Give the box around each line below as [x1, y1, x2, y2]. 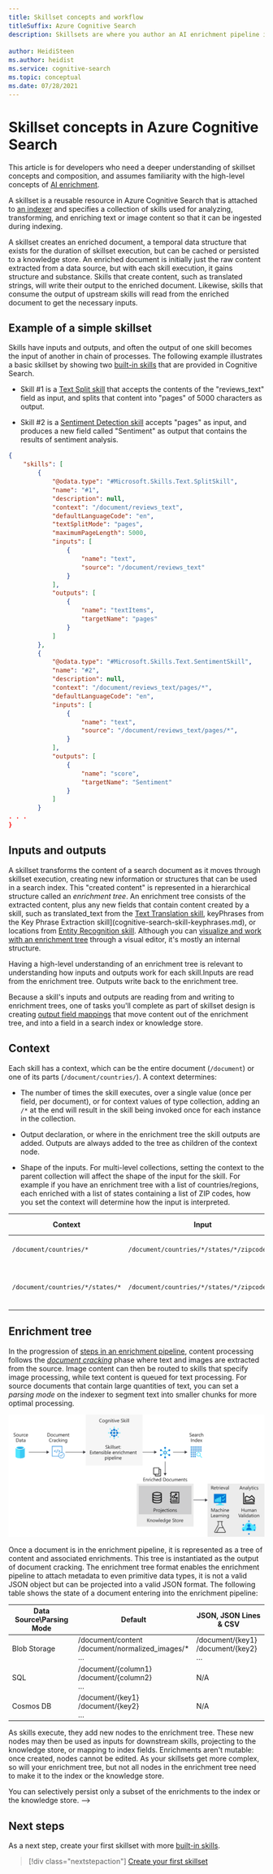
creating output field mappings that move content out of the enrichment [8, 1009, 249, 1019]
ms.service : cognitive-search [8, 65, 111, 73]
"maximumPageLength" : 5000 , [51, 529, 148, 538]
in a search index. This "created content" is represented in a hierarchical [8, 882, 251, 892]
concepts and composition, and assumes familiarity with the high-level [8, 171, 245, 181]
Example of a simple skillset [8, 321, 153, 335]
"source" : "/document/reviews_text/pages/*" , [80, 726, 238, 735]
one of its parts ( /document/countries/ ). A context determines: [8, 1072, 217, 1082]
